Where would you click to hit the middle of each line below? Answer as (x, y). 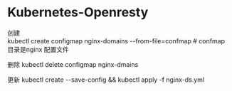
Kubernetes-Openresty (78, 12)
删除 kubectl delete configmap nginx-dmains (73, 64)
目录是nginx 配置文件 (38, 49)
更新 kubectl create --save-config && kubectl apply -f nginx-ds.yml (106, 80)
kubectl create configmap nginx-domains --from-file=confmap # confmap (116, 41)
